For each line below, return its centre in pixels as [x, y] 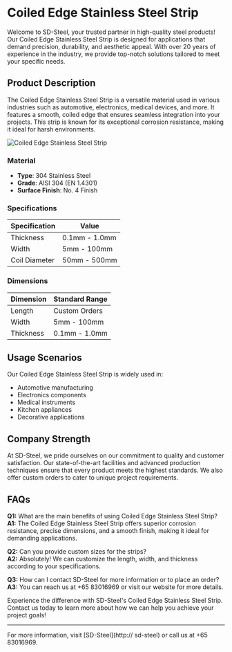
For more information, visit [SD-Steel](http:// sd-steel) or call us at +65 [108, 635]
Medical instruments [46, 402]
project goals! [27, 615]
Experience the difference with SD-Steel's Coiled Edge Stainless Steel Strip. [115, 601]
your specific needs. [36, 61]
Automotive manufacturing [55, 388]
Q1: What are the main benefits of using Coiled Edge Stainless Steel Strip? [112, 516]
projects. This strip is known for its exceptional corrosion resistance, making [116, 122]
